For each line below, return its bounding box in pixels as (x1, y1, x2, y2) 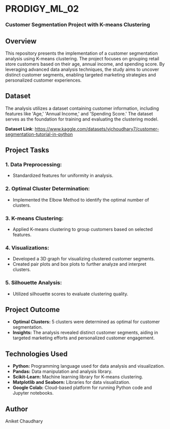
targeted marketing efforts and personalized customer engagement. (12, 335, 155, 341)
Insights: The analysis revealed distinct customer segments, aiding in (12, 330, 158, 336)
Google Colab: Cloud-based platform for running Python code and (12, 384, 152, 391)
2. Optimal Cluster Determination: (5, 185, 90, 192)
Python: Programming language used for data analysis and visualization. (12, 363, 165, 369)
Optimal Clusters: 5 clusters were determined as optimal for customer (12, 319, 160, 325)
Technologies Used (5, 349, 67, 358)
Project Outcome (5, 305, 60, 314)
